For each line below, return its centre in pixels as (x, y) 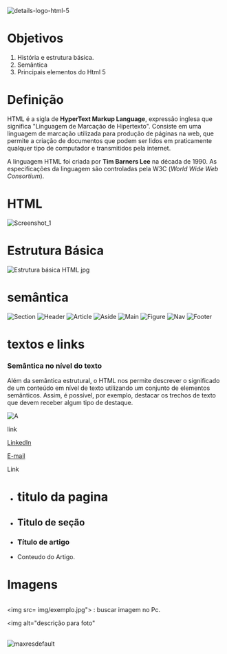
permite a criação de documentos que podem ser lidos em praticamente (110, 140)
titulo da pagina (63, 497)
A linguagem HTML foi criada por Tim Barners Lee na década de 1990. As (112, 161)
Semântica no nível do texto (54, 366)
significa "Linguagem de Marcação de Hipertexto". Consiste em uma (104, 126)
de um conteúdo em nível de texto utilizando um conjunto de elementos (109, 388)
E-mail (16, 456)
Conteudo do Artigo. (46, 557)
